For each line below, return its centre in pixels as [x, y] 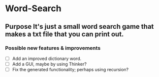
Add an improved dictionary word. [47, 58]
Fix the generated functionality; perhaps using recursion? [70, 69]
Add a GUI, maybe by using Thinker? [49, 64]
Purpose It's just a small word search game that [79, 27]
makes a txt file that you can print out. [64, 34]
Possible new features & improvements [53, 48]
